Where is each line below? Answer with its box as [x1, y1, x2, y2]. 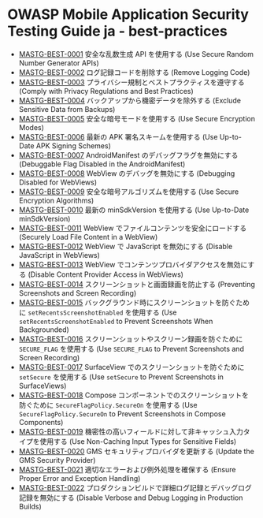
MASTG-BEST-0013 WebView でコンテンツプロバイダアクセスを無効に [18, 259, 248, 269]
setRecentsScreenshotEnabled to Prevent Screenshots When [18, 316, 213, 326]
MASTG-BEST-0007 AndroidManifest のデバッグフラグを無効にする [18, 150, 239, 159]
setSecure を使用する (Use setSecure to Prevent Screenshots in [18, 372, 224, 382]
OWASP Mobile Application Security [7, 6, 250, 24]
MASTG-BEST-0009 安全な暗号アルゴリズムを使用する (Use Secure [18, 187, 239, 196]
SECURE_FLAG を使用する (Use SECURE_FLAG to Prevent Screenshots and [18, 344, 245, 353]
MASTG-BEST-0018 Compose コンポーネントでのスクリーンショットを [18, 390, 250, 400]
